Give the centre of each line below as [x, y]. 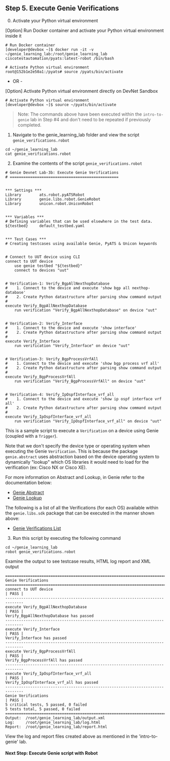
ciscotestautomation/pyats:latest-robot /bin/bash [60, 58]
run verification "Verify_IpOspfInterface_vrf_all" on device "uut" [88, 421]
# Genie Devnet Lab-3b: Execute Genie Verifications [62, 172]
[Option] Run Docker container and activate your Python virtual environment [84, 30]
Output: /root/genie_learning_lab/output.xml [55, 718]
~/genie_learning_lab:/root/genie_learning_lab [56, 54]
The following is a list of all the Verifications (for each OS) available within [82, 507]
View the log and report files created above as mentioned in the [72, 736]
